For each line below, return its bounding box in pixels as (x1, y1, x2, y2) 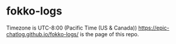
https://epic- (138, 24, 170, 31)
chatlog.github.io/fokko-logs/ (6, 30, 79, 37)
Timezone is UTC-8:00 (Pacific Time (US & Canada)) (6, 24, 137, 31)
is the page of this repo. (80, 30, 139, 37)
